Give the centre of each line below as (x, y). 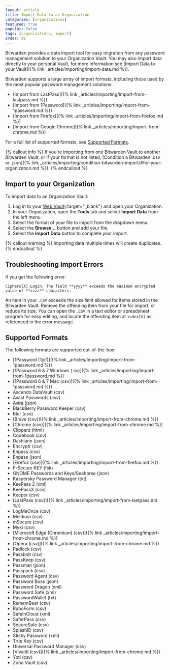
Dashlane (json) (29, 441)
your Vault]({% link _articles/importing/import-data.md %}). (67, 69)
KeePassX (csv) (29, 490)
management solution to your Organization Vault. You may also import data (84, 58)
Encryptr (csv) (28, 446)
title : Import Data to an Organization (47, 15)
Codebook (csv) (29, 435)
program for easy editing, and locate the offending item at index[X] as (78, 316)
